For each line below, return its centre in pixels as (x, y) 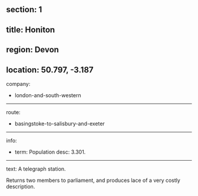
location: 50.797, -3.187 (50, 70)
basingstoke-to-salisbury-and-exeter (60, 124)
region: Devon (32, 50)
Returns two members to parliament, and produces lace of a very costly (93, 180)
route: (13, 112)
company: (18, 84)
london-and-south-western (48, 95)
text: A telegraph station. (36, 169)
